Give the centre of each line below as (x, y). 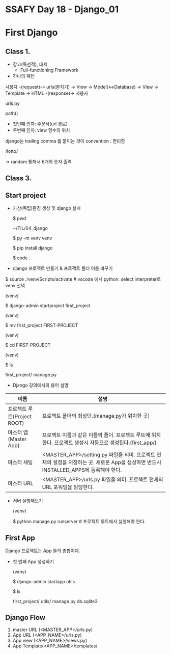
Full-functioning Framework (49, 70)
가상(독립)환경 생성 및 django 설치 (47, 208)
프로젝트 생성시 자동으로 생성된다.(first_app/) (105, 443)
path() (12, 114)
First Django (32, 33)
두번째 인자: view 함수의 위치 (41, 130)
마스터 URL (21, 483)
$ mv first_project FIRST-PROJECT (42, 325)
